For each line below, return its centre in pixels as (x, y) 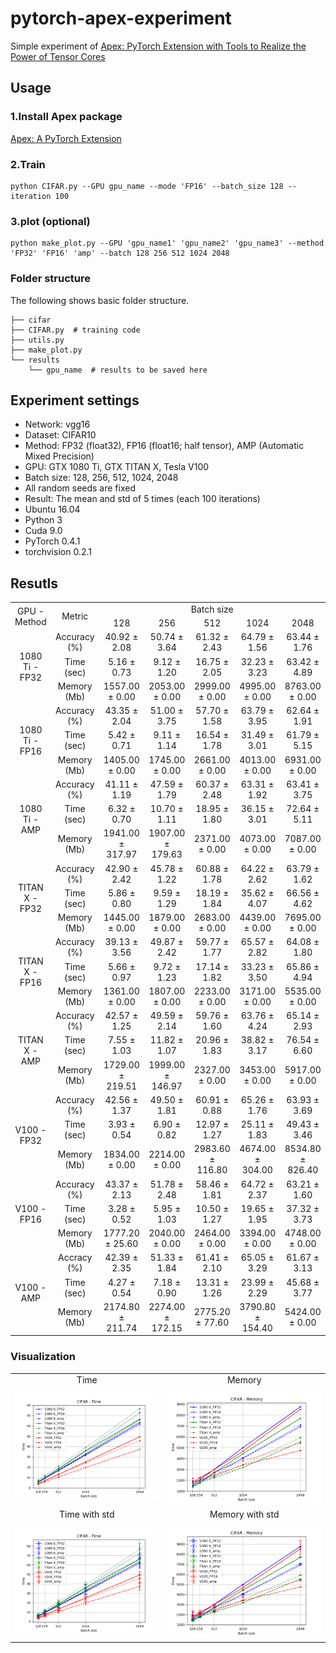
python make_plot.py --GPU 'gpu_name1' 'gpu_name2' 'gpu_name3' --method (167, 243)
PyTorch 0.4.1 (52, 541)
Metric (75, 616)
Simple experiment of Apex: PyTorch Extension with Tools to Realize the (158, 46)
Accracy (75, 1258)
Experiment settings (75, 400)
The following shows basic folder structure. (100, 300)
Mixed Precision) (59, 456)
